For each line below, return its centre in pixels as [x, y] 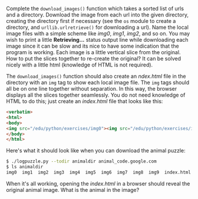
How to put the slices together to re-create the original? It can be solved [94, 59]
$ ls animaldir [25, 167]
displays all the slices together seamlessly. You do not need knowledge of [96, 95]
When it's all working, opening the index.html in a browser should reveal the [98, 183]
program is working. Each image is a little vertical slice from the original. [93, 52]
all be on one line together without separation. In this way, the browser [92, 89]
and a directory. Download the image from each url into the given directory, [97, 15]
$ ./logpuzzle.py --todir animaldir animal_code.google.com [82, 161]
